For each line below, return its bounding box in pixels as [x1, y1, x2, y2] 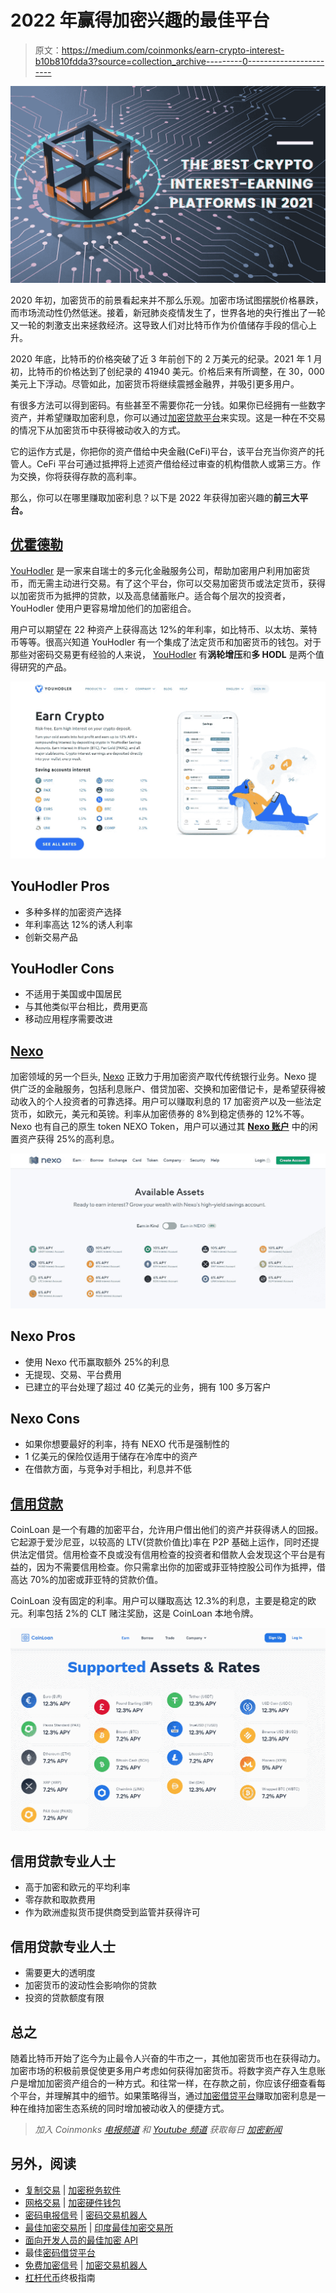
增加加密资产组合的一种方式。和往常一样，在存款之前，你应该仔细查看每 [27, 2077, 326, 2089]
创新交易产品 [24, 931, 78, 943]
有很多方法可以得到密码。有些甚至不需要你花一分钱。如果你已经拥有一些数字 [10, 399, 326, 411]
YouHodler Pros [10, 878, 110, 895]
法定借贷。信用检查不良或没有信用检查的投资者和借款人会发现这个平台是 [18, 1549, 317, 1561]
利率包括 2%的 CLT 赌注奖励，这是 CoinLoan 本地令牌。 [27, 1607, 259, 1620]
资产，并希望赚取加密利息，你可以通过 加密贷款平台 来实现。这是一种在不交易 [10, 411, 326, 423]
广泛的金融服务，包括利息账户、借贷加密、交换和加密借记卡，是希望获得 [18, 1083, 317, 1095]
